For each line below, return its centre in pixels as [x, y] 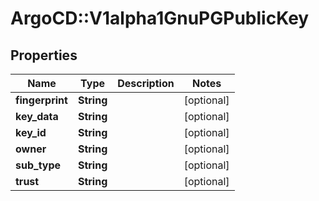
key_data [37, 116]
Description [146, 83]
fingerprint [41, 100]
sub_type [38, 165]
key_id [31, 132]
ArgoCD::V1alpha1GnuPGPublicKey [160, 18]
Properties [44, 55]
